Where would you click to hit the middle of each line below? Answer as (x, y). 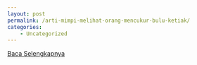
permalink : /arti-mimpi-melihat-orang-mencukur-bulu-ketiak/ (99, 20)
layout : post (26, 14)
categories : (25, 27)
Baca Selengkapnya (36, 54)
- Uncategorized (44, 34)
